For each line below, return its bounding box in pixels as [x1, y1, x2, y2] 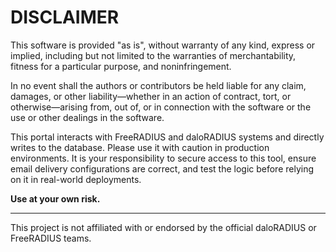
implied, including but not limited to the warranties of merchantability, [10, 49, 297, 61]
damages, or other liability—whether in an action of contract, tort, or [10, 90, 292, 102]
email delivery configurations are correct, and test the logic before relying [10, 162, 315, 175]
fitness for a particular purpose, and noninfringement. [10, 60, 232, 72]
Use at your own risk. [10, 192, 101, 205]
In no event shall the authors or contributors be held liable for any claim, [10, 79, 307, 91]
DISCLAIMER [10, 6, 120, 29]
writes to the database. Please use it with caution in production [10, 141, 270, 153]
